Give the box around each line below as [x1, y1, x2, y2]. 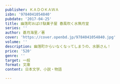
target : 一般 [5, 58, 31, 63]
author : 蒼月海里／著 [5, 30, 45, 35]
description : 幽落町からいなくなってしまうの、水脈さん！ [5, 44, 111, 49]
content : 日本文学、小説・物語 [5, 67, 62, 72]
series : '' [5, 26, 28, 31]
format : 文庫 [5, 62, 31, 67]
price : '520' [5, 48, 32, 53]
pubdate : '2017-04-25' [5, 16, 52, 21]
